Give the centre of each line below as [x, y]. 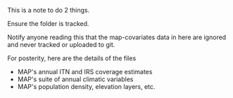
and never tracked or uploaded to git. [61, 44]
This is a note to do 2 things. [49, 10]
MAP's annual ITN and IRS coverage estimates [85, 72]
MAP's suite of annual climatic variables [75, 79]
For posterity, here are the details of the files [72, 58]
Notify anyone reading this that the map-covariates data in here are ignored [117, 37]
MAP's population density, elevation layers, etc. [86, 86]
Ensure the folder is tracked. [48, 23]
